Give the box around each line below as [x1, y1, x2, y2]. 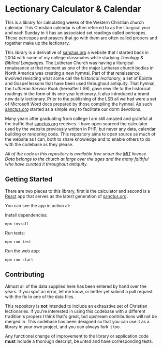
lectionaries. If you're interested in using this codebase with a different [5, 308, 146, 314]
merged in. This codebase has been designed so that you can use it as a [5, 318, 150, 324]
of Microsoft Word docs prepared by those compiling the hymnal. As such [5, 101, 152, 107]
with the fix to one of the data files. [5, 294, 75, 299]
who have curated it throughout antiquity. [5, 161, 88, 167]
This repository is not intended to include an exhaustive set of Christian [5, 303, 147, 309]
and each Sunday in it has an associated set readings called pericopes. [5, 30, 147, 35]
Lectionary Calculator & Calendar [5, 3, 141, 15]
